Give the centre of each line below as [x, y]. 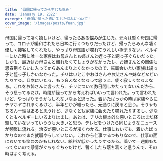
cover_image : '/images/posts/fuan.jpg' [45, 23]
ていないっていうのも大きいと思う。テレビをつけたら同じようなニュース [85, 123]
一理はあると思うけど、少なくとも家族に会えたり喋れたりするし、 [83, 111]
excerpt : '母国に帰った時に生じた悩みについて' [48, 19]
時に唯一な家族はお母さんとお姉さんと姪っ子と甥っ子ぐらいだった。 [90, 56]
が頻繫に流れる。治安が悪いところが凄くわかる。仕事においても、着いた [77, 129]
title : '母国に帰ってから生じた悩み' [38, 10]
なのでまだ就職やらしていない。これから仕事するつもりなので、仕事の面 [85, 135]
